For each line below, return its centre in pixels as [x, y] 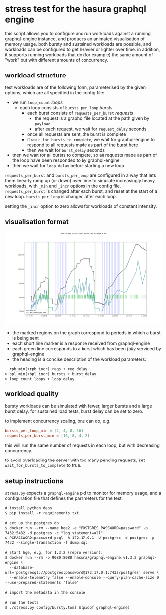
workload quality [32, 394]
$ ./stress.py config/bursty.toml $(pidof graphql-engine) [68, 608]
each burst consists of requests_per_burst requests [80, 113]
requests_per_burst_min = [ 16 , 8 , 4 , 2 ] [48, 436]
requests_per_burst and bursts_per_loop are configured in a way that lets [81, 175]
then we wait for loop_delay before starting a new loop [68, 165]
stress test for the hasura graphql [76, 9]
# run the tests [22, 603]
